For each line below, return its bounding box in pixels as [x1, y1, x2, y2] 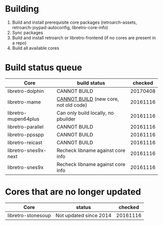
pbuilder [56, 115, 76, 122]
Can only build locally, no [56, 109, 114, 116]
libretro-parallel [7, 123, 44, 130]
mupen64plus [7, 115, 40, 122]
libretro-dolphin [7, 88, 44, 94]
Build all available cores [12, 45, 60, 51]
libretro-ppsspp [7, 131, 44, 138]
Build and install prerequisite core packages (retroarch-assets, [12, 19, 137, 25]
